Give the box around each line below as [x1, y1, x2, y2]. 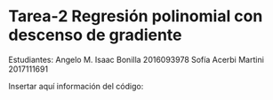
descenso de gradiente [8, 25, 183, 45]
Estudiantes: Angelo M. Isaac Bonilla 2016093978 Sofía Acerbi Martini [8, 54, 264, 65]
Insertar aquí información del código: [8, 81, 144, 91]
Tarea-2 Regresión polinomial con [8, 6, 263, 27]
